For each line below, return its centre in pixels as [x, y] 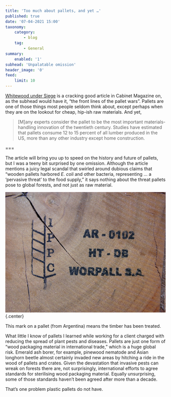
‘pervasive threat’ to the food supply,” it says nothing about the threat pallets [85, 179]
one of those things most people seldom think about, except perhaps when [84, 107]
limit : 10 [25, 81]
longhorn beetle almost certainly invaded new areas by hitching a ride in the [85, 358]
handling [27, 127]
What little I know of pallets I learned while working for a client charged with [85, 336]
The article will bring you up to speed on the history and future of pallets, [82, 158]
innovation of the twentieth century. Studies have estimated [100, 127]
